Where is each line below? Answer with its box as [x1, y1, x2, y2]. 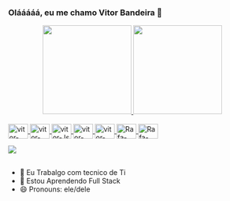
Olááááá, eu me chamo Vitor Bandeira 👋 [8, 7, 163, 18]
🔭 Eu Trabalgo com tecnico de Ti [19, 167, 126, 177]
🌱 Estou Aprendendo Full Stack [19, 176, 121, 185]
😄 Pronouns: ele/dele [19, 184, 91, 194]
